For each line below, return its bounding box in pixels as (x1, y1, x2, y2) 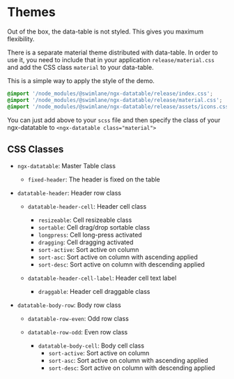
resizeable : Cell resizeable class (38, 216, 132, 224)
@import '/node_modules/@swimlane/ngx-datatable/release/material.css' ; (7, 96, 223, 103)
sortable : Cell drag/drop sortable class (38, 223, 150, 232)
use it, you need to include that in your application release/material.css (7, 55, 214, 64)
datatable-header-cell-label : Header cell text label (27, 274, 177, 283)
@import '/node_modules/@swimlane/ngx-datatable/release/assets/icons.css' (7, 103, 232, 110)
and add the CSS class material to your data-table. (7, 63, 155, 71)
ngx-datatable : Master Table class (17, 162, 116, 170)
